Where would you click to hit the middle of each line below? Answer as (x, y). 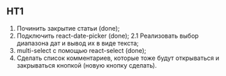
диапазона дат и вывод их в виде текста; (77, 43)
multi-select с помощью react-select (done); (82, 50)
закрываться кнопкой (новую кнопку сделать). (87, 65)
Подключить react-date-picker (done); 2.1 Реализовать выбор (108, 36)
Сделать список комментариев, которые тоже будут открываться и (118, 58)
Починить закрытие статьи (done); (68, 28)
